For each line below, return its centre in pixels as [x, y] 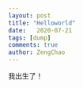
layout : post [30, 15]
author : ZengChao [37, 52]
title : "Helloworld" [42, 23]
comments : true [33, 45]
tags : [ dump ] [30, 38]
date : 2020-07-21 [40, 30]
